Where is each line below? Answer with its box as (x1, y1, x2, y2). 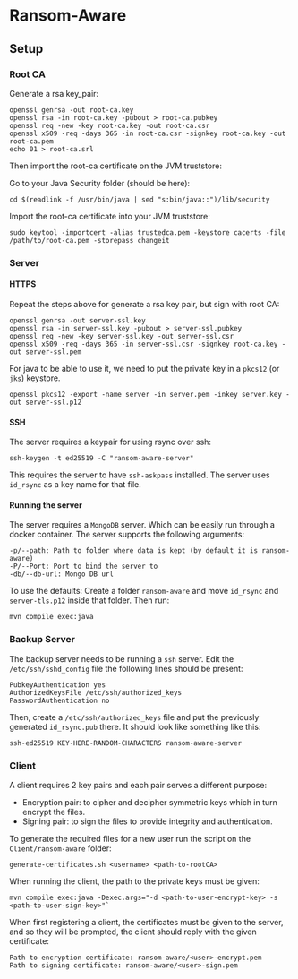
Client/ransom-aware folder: (9, 843, 112, 854)
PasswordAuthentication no (9, 696, 110, 705)
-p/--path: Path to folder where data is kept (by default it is (9, 546, 258, 555)
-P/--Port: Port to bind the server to (9, 562, 158, 571)
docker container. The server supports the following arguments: (9, 529, 244, 540)
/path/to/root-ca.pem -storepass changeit (9, 236, 170, 245)
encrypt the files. (21, 807, 86, 817)
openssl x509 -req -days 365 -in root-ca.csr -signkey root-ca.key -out (9, 129, 286, 138)
